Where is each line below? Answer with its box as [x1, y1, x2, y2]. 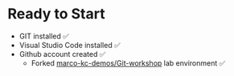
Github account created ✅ [18, 49, 106, 58]
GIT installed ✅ [18, 31, 69, 41]
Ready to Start [7, 5, 105, 23]
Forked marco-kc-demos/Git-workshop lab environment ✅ [31, 58, 226, 68]
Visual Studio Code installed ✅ [18, 40, 121, 50]
